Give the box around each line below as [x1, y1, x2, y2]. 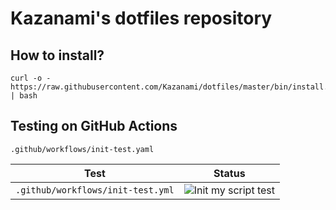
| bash [10, 91, 38, 101]
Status [213, 166, 246, 180]
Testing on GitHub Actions [10, 118, 178, 135]
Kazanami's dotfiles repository [10, 7, 273, 30]
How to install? [10, 47, 105, 64]
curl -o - [10, 73, 52, 83]
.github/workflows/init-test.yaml [10, 144, 155, 154]
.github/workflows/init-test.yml [15, 184, 175, 196]
